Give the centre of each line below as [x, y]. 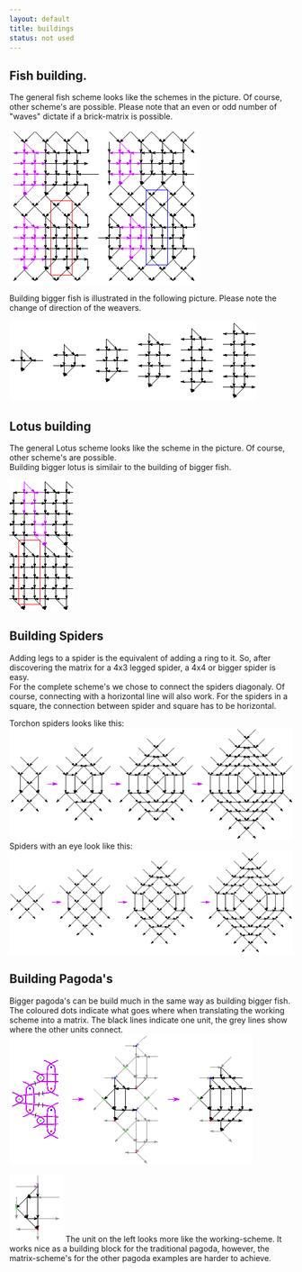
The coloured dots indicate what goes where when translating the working [147, 1010]
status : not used [42, 38]
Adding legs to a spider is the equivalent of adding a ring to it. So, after [140, 658]
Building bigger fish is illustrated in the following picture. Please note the [143, 298]
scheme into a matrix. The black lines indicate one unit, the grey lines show [148, 1020]
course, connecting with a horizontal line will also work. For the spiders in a [149, 696]
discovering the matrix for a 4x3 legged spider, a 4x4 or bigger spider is [142, 668]
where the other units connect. [67, 1029]
